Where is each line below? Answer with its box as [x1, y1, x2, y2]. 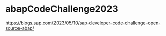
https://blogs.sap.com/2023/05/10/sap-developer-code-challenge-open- [5, 20, 161, 26]
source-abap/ [5, 25, 34, 31]
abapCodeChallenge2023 [5, 3, 118, 15]
